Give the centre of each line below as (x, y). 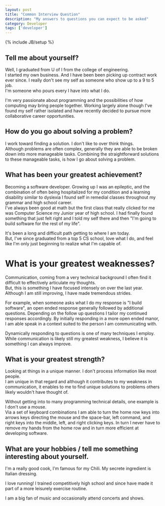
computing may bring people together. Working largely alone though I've (79, 105)
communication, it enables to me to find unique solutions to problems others (82, 387)
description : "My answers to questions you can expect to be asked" (77, 19)
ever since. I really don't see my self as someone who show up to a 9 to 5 (80, 80)
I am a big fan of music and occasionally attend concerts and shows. (75, 498)
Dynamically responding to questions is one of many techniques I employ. (80, 333)
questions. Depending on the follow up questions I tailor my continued (76, 313)
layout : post (18, 10)
